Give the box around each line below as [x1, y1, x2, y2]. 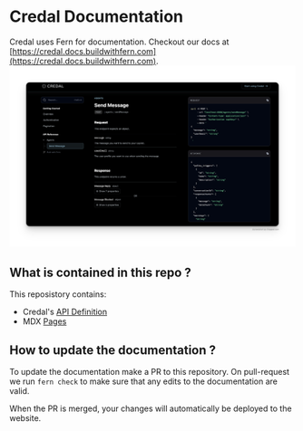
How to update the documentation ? [9, 342, 216, 358]
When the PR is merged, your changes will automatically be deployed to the [9, 403, 292, 414]
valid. [9, 385, 30, 396]
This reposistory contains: [9, 289, 107, 300]
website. [9, 412, 42, 423]
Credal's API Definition [22, 306, 108, 318]
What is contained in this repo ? [9, 264, 192, 280]
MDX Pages [22, 316, 67, 327]
